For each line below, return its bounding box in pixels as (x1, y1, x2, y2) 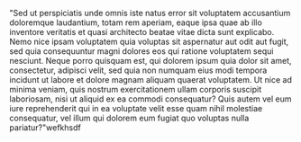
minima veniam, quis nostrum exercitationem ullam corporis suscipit (9, 84, 262, 94)
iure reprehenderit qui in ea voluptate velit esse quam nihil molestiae (9, 103, 263, 113)
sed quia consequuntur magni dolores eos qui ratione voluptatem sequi (9, 46, 274, 57)
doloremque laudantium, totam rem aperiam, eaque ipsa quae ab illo (9, 17, 263, 28)
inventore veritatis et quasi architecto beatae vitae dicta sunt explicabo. (9, 27, 275, 37)
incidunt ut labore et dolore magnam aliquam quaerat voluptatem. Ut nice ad (9, 75, 293, 84)
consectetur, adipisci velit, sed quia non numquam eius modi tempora (9, 65, 268, 75)
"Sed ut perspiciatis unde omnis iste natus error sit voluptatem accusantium (9, 8, 291, 18)
